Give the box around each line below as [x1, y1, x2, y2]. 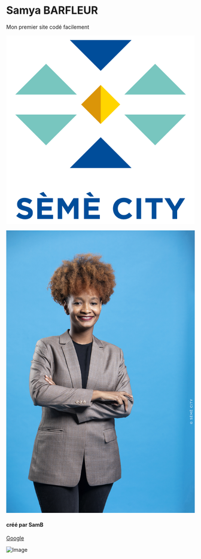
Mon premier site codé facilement [6, 23, 90, 30]
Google [6, 534, 25, 542]
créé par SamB [6, 521, 44, 529]
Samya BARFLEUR [6, 4, 99, 17]
